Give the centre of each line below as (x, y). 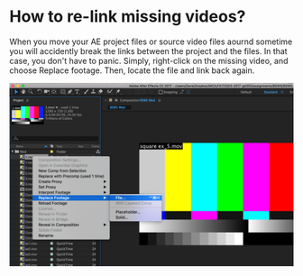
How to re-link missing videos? (128, 17)
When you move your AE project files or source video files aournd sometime (151, 41)
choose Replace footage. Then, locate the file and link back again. (132, 70)
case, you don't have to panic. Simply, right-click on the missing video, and (149, 60)
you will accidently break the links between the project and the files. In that (148, 51)
